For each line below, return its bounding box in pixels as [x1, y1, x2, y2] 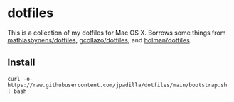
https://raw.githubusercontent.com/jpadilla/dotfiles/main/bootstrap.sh [7, 81, 228, 89]
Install [7, 57, 36, 69]
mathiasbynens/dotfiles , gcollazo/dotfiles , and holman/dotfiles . [7, 35, 192, 44]
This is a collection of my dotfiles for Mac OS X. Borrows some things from [7, 28, 226, 37]
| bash [7, 87, 27, 95]
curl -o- [7, 75, 33, 82]
